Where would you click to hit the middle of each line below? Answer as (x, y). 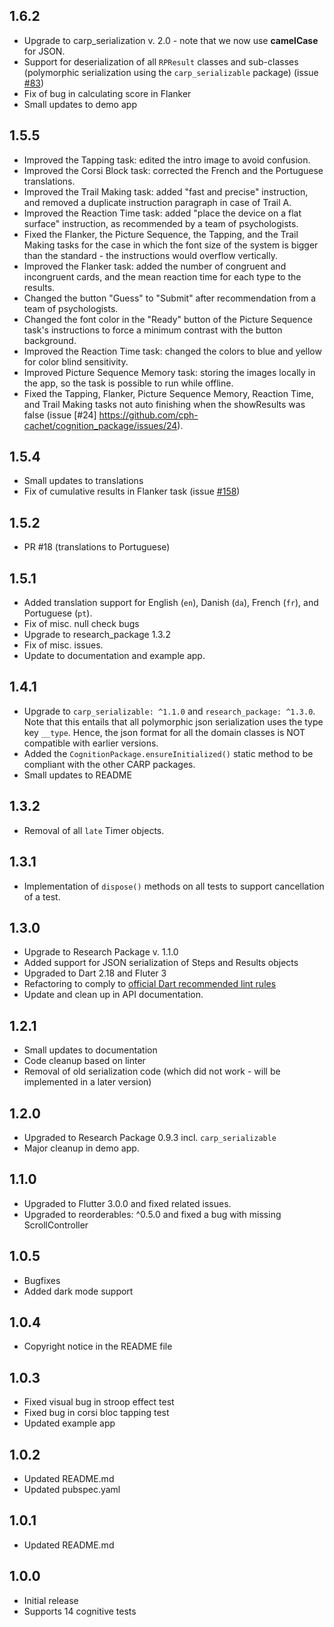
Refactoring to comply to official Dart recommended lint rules (150, 984)
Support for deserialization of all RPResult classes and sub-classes (161, 61)
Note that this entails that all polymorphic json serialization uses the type (173, 721)
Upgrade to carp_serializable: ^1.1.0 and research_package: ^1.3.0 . (169, 711)
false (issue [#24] (60, 415)
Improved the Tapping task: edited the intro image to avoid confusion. (167, 160)
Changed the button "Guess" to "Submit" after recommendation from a (170, 298)
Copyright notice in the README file (98, 1346)
